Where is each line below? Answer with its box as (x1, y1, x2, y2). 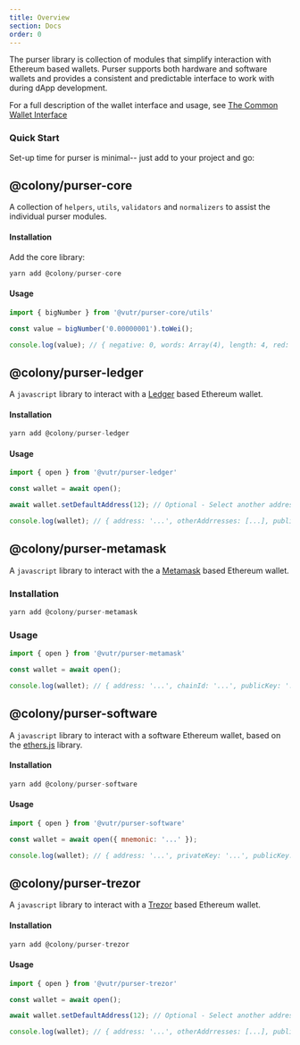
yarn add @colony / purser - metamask (9, 608, 138, 617)
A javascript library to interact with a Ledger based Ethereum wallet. (9, 389, 263, 400)
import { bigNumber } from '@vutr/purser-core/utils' (9, 308, 214, 317)
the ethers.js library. (9, 739, 83, 750)
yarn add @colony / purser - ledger (9, 429, 129, 438)
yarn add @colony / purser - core (9, 269, 122, 278)
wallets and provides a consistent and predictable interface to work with (9, 73, 275, 84)
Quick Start (9, 131, 60, 144)
